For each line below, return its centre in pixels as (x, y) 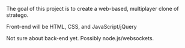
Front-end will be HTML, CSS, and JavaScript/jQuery (71, 27)
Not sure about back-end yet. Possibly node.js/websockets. (80, 38)
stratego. (17, 15)
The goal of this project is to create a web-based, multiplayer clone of (92, 9)
